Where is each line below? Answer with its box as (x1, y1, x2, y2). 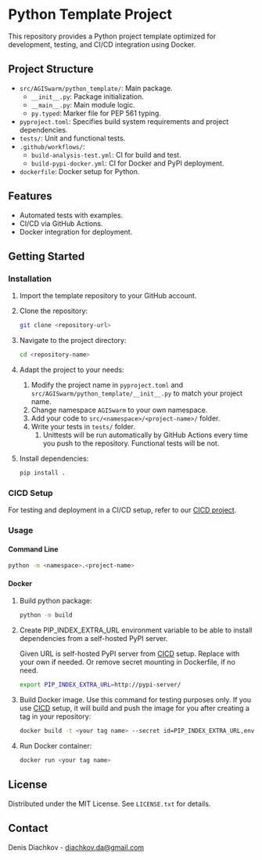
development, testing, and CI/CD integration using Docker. (8, 39, 196, 49)
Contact (8, 822, 48, 835)
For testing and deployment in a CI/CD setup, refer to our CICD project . (8, 505, 237, 515)
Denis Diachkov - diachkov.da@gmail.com (8, 842, 145, 852)
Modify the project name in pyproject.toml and (31, 381, 184, 389)
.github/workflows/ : (19, 141, 85, 151)
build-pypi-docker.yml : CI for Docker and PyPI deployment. (31, 159, 224, 168)
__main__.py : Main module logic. (31, 100, 135, 109)
